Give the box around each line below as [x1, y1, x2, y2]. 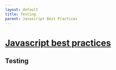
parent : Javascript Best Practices [5, 16, 78, 21]
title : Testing [5, 12, 36, 17]
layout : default [5, 7, 38, 12]
